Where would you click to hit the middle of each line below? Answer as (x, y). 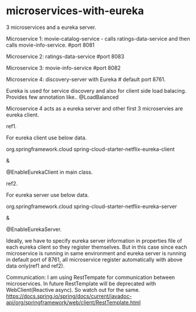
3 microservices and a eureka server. (51, 27)
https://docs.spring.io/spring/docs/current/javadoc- (69, 296)
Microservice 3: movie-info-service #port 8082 (63, 68)
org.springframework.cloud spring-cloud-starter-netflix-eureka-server (92, 206)
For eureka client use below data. (46, 138)
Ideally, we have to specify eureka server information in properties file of (94, 240)
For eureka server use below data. (48, 195)
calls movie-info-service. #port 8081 (50, 45)
